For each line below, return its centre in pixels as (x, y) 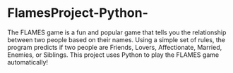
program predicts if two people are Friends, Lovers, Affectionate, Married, (115, 47)
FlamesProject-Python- (78, 13)
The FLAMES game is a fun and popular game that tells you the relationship (117, 32)
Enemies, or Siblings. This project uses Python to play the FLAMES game (113, 55)
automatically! (28, 62)
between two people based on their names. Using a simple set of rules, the (116, 39)
